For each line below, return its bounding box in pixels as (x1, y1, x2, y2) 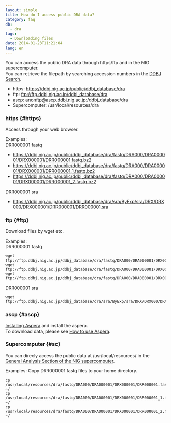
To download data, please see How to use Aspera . (5, 328, 111, 334)
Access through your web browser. (5, 126, 79, 132)
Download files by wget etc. (5, 228, 64, 234)
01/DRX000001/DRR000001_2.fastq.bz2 (12, 178, 97, 184)
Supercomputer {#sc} (5, 341, 61, 348)
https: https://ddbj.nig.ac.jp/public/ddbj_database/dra (12, 85, 125, 92)
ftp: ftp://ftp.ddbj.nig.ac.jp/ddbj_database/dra (12, 91, 108, 97)
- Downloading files (10, 36, 53, 41)
